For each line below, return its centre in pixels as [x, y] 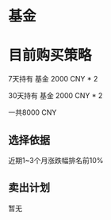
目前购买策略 [50, 55]
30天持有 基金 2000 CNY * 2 [55, 96]
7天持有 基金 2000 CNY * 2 [53, 79]
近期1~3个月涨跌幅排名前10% [56, 160]
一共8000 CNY [33, 112]
